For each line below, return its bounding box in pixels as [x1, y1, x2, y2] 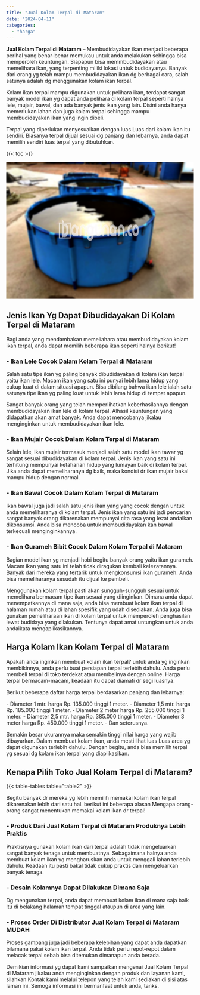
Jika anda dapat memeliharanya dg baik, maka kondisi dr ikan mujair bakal [6, 467, 189, 475]
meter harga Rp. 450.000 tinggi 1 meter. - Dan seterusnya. [6, 719, 149, 726]
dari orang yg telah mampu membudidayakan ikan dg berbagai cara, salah [6, 71, 189, 78]
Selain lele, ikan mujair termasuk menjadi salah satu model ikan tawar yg [6, 448, 183, 456]
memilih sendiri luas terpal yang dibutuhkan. [6, 138, 115, 146]
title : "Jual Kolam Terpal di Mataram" [6, 10, 105, 16]
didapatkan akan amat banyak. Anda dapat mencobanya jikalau [6, 414, 162, 421]
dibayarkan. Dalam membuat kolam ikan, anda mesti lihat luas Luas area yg [6, 737, 190, 744]
